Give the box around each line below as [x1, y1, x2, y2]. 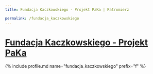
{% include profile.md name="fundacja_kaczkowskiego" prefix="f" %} [5, 63, 146, 69]
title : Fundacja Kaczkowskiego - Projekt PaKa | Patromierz [5, 7, 130, 12]
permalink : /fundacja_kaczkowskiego [5, 16, 79, 21]
